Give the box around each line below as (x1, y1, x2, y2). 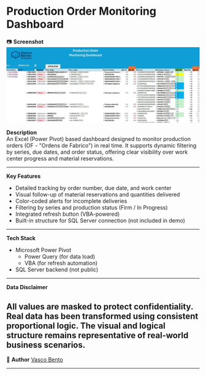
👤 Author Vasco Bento (6, 356, 63, 363)
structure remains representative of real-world (6, 330, 189, 341)
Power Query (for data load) (24, 253, 96, 260)
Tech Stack (6, 235, 36, 242)
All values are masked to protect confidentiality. (6, 301, 194, 312)
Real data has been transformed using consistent (6, 311, 199, 321)
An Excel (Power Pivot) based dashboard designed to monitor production (6, 135, 191, 143)
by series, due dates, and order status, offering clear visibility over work (6, 148, 188, 156)
